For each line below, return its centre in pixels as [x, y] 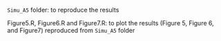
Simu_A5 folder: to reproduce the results [63, 10]
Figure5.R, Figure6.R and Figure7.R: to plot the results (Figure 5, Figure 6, [110, 23]
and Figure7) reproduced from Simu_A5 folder [71, 30]
